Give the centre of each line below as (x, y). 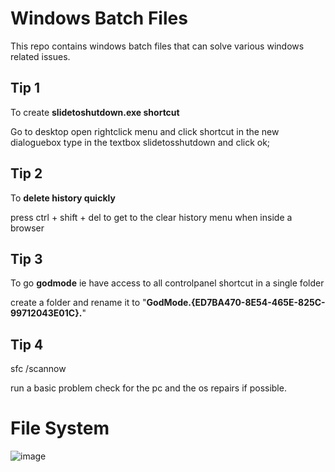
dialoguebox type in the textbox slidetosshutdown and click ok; (140, 142)
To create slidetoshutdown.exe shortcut (95, 112)
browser (27, 228)
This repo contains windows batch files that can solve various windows (157, 46)
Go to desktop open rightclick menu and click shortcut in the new (145, 131)
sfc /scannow (38, 369)
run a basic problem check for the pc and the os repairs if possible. (148, 388)
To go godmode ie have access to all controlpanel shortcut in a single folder (167, 283)
